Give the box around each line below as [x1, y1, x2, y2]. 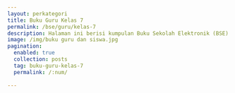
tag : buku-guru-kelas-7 [13, 62, 83, 69]
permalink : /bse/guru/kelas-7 [7, 23, 97, 30]
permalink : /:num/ [13, 69, 68, 76]
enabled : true [13, 50, 55, 57]
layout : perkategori [7, 10, 68, 17]
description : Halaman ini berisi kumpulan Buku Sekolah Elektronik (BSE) [7, 29, 229, 37]
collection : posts [13, 56, 68, 63]
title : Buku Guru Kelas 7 [7, 17, 83, 24]
